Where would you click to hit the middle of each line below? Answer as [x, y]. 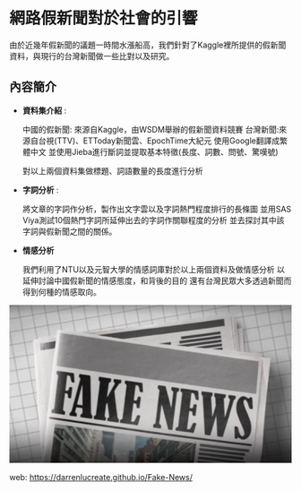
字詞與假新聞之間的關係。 [69, 231]
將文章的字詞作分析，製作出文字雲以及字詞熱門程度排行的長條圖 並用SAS [157, 209]
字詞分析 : [40, 190]
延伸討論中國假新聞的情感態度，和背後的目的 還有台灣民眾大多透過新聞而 [157, 280]
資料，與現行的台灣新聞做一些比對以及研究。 [92, 56]
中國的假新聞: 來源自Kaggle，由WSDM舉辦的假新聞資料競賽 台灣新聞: [150, 129]
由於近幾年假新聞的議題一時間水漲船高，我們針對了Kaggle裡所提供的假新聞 [148, 45]
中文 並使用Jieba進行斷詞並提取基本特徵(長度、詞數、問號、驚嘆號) [155, 151]
